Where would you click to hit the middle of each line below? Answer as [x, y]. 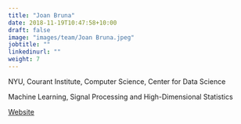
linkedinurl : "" [34, 52]
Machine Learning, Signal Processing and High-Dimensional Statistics [120, 97]
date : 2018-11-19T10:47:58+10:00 [63, 23]
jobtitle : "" [29, 45]
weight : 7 [24, 60]
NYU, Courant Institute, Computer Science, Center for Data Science [117, 81]
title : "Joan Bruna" [42, 15]
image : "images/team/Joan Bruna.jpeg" [71, 37]
